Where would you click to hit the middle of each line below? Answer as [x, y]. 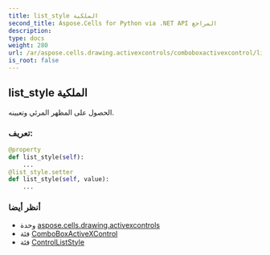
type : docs [27, 38]
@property [25, 149]
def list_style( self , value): [59, 180]
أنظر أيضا [25, 208]
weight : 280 [28, 46]
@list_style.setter [41, 172]
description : [30, 30]
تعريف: [21, 133]
